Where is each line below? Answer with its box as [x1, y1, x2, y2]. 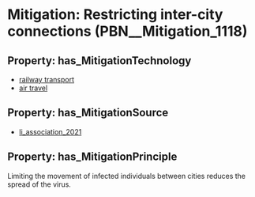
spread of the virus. [7, 180, 72, 189]
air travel [18, 83, 48, 93]
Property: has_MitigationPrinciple [7, 150, 178, 164]
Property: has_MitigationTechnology [7, 54, 192, 67]
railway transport [18, 75, 75, 84]
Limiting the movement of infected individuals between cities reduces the [7, 171, 246, 180]
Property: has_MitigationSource [7, 106, 169, 119]
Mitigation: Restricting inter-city [7, 6, 223, 24]
